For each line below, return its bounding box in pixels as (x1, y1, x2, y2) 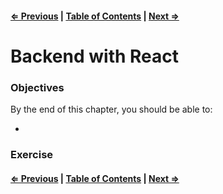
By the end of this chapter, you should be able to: (10, 103, 213, 116)
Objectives (10, 80, 65, 94)
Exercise (10, 148, 54, 161)
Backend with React (10, 45, 180, 67)
